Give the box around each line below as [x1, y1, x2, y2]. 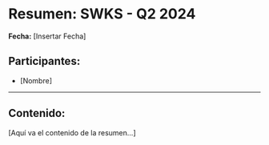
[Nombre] [19, 75, 52, 85]
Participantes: [8, 54, 81, 68]
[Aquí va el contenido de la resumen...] [8, 127, 136, 137]
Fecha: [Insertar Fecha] [8, 31, 86, 41]
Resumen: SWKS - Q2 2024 [8, 5, 196, 23]
